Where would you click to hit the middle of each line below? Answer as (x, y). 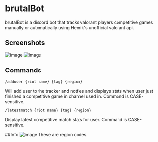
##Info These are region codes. (46, 134)
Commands (23, 70)
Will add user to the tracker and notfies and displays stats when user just (79, 91)
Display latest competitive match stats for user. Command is (66, 119)
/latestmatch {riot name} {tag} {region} (48, 110)
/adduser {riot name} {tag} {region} (44, 82)
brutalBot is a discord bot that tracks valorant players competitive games (79, 22)
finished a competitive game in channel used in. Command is (67, 96)
